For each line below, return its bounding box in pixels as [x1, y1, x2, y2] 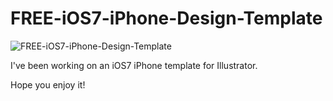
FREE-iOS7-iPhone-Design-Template [10, 7, 323, 30]
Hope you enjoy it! [10, 78, 86, 91]
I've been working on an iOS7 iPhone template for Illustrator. [10, 59, 258, 71]
